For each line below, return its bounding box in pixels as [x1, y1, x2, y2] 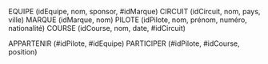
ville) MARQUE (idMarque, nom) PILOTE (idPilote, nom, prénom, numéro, [8, 15, 248, 24]
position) [8, 47, 38, 56]
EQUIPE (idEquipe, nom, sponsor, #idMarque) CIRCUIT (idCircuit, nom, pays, [8, 7, 261, 16]
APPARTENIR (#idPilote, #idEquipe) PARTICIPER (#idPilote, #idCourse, [8, 39, 240, 48]
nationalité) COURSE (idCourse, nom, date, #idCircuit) [8, 24, 186, 32]
